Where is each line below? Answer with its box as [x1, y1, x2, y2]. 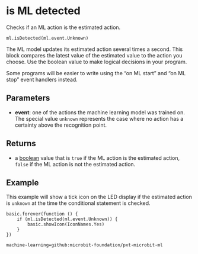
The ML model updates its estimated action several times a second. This [6, 46, 183, 53]
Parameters [6, 93, 50, 103]
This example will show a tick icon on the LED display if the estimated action [6, 194, 193, 201]
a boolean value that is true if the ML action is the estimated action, [14, 154, 180, 161]
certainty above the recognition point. [14, 121, 107, 128]
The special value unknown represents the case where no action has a [14, 115, 184, 122]
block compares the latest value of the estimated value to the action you [6, 52, 183, 59]
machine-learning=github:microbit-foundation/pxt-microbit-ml [6, 242, 163, 248]
